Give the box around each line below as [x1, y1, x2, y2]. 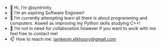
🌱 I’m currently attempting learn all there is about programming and [9, 15, 148, 21]
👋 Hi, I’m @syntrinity [9, 5, 52, 10]
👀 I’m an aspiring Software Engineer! [9, 10, 84, 16]
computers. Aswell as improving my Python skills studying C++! [9, 20, 141, 26]
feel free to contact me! [9, 31, 58, 36]
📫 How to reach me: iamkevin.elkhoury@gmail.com [9, 36, 116, 42]
